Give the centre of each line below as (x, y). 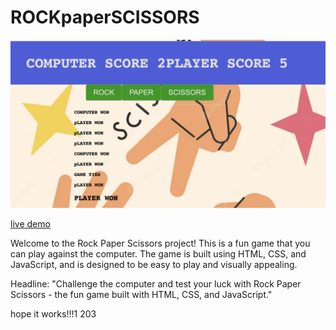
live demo (30, 223)
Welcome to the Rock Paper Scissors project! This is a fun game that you (160, 243)
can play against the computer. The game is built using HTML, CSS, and (158, 253)
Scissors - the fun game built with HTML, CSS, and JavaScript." (141, 294)
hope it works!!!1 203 (53, 313)
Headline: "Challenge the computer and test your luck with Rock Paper (156, 283)
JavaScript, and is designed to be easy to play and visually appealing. (154, 264)
